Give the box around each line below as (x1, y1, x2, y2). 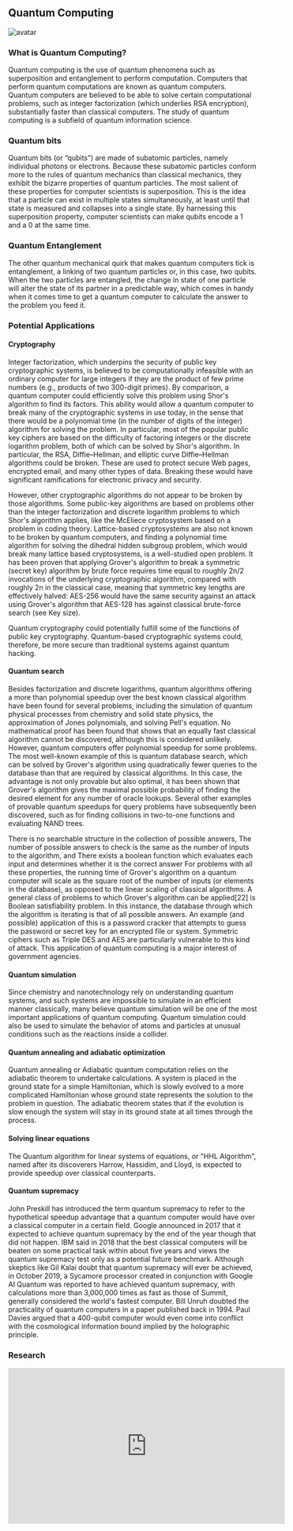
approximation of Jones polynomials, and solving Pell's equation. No (8, 718, 231, 727)
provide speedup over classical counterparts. (8, 1168, 156, 1177)
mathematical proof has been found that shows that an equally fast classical (8, 726, 257, 736)
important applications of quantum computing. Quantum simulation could (8, 1013, 246, 1022)
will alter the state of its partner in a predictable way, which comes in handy (8, 283, 254, 293)
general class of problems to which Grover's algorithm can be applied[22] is (8, 893, 256, 903)
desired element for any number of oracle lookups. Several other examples (8, 794, 252, 803)
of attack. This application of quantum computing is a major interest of (8, 943, 237, 953)
